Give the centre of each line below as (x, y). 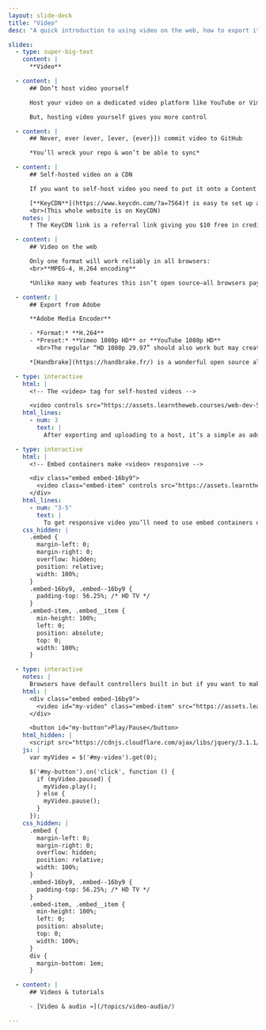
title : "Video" (33, 23)
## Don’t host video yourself (79, 88)
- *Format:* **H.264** (66, 334)
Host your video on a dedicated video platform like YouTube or (137, 103)
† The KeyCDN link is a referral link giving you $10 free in (134, 225)
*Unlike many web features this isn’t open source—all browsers (137, 283)
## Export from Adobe (65, 305)
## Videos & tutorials (66, 992)
